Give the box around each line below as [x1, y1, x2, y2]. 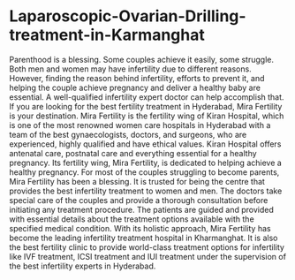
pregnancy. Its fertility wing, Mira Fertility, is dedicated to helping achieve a [9, 157, 283, 168]
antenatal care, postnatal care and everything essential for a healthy [9, 148, 258, 158]
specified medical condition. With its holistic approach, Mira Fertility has [9, 223, 271, 233]
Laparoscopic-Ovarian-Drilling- [9, 6, 246, 26]
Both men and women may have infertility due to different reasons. [9, 64, 252, 74]
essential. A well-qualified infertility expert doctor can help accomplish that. [9, 91, 284, 102]
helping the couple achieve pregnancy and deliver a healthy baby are [9, 82, 261, 93]
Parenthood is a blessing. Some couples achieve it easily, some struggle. [9, 54, 275, 64]
